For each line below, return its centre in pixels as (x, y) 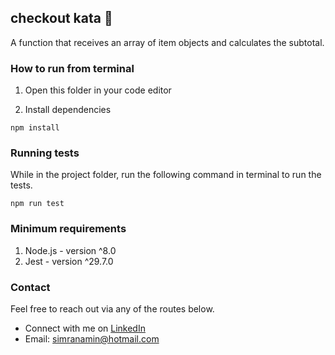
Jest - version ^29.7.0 (69, 261)
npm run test (37, 204)
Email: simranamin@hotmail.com (92, 339)
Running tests (45, 153)
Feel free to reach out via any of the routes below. (112, 309)
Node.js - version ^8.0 (70, 250)
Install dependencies (68, 110)
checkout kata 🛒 (61, 18)
